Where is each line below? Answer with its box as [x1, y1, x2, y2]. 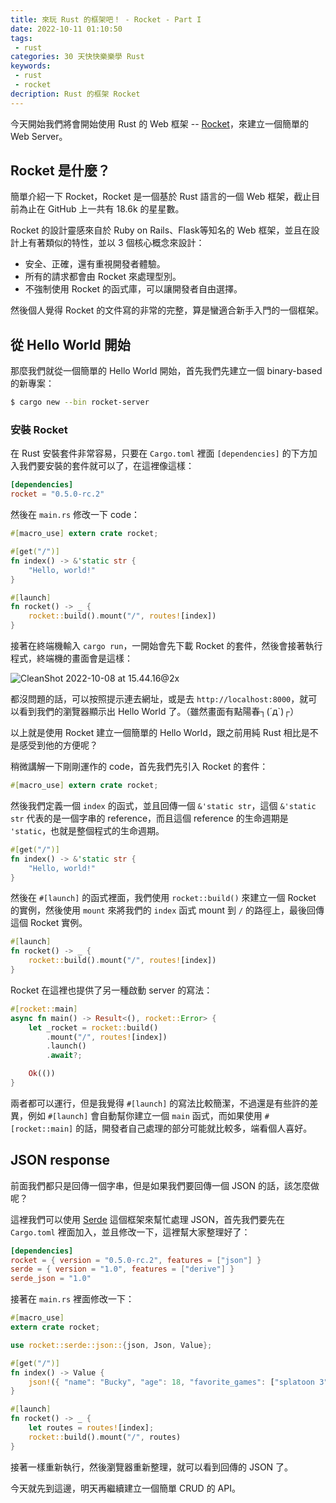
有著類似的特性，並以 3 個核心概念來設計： [27, 237, 205, 249]
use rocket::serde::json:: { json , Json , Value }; [10, 1340, 213, 1350]
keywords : [10, 61, 52, 71]
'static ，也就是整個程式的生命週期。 [10, 824, 165, 836]
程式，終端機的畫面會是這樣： [10, 652, 133, 665]
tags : [10, 33, 33, 43]
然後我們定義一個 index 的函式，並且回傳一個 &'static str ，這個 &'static [10, 799, 317, 811]
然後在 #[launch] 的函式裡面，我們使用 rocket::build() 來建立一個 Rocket [10, 892, 317, 904]
